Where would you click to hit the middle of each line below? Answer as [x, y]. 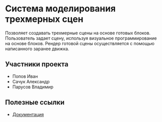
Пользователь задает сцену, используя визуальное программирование [81, 38]
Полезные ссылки [35, 102]
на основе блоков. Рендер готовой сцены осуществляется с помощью [80, 43]
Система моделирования [61, 9]
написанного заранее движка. [37, 49]
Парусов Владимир [33, 87]
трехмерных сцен [44, 19]
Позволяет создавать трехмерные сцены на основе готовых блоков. [78, 33]
